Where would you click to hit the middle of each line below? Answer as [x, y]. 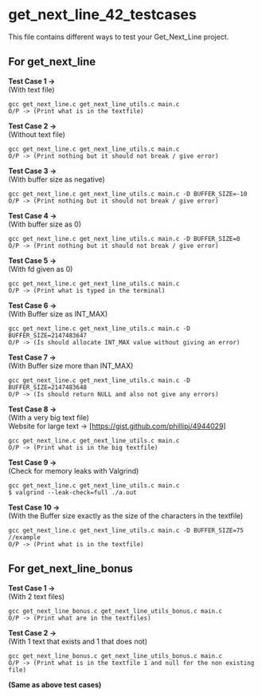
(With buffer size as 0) [45, 224]
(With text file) [31, 89]
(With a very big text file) [49, 417]
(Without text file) [37, 134]
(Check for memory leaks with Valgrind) [74, 471]
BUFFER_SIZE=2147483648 [48, 387]
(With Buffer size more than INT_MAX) [71, 365]
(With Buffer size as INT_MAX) [58, 313]
